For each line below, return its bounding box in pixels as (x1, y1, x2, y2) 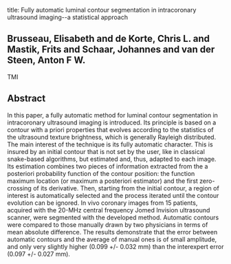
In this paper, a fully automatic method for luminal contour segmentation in (7, 111, 219, 119)
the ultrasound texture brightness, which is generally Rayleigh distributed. (7, 133, 217, 141)
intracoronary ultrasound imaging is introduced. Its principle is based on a (7, 118, 217, 126)
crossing (7, 184, 32, 192)
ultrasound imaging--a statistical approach (7, 13, 129, 21)
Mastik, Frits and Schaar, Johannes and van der (7, 44, 215, 56)
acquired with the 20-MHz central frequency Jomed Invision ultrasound (7, 206, 210, 214)
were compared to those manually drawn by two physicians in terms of (7, 220, 208, 229)
